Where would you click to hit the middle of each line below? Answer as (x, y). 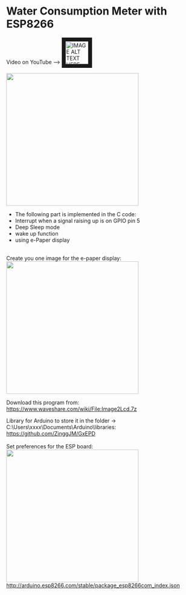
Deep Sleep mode (37, 227)
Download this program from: (43, 402)
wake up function (37, 233)
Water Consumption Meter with (87, 11)
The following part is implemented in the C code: (75, 214)
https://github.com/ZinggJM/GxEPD (51, 433)
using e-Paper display (42, 240)
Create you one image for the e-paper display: (64, 258)
